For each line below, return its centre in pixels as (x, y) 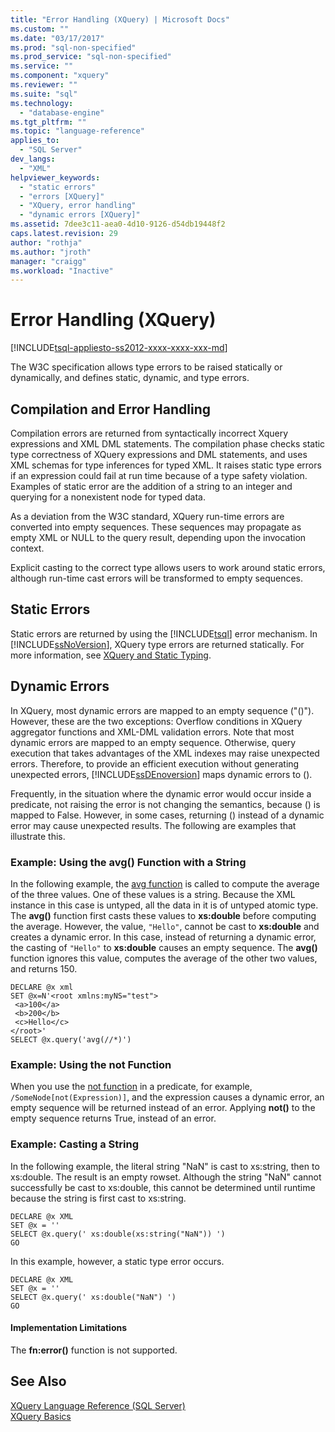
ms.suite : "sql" (44, 94)
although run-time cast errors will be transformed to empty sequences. (157, 578)
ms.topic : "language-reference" (77, 131)
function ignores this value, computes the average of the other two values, (164, 958)
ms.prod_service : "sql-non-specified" (91, 57)
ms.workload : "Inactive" (62, 271)
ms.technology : (42, 103)
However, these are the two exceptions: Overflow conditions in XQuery (156, 721)
